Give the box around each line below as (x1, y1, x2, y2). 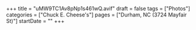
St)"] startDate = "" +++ (6, 18, 65, 24)
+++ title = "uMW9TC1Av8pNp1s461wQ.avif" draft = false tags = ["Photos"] (6, 5, 191, 12)
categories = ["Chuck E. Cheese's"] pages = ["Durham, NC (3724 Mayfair (6, 11, 187, 18)
